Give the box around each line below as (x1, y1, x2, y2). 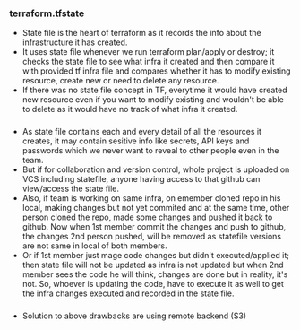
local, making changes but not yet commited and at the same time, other (21, 203, 290, 213)
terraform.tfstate (9, 7, 85, 20)
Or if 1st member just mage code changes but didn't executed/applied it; (21, 250, 289, 261)
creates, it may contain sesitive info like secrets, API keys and (21, 135, 250, 146)
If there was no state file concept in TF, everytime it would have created (21, 84, 288, 96)
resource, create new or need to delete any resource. (21, 75, 219, 86)
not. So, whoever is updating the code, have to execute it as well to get (21, 279, 285, 290)
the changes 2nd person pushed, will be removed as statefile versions (21, 231, 282, 242)
